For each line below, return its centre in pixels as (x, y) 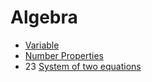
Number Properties (64, 55)
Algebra (44, 17)
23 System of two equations (83, 66)
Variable (42, 45)
